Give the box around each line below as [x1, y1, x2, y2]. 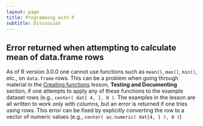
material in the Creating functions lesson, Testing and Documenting [6, 81, 177, 88]
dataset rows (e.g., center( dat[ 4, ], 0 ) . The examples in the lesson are [6, 94, 196, 101]
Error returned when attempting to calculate [6, 42, 177, 53]
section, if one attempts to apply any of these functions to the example [6, 87, 184, 94]
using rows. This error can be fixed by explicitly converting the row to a [6, 107, 185, 114]
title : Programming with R [6, 15, 75, 21]
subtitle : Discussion [6, 20, 61, 26]
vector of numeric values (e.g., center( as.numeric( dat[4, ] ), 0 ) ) [6, 113, 182, 121]
